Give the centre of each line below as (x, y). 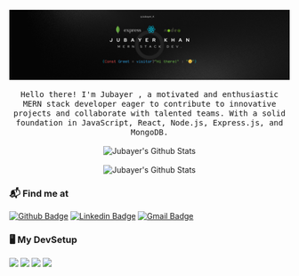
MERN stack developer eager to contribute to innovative (149, 104)
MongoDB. (149, 132)
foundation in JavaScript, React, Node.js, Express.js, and (149, 122)
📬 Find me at (39, 193)
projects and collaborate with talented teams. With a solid (149, 114)
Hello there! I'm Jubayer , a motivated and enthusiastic (149, 94)
